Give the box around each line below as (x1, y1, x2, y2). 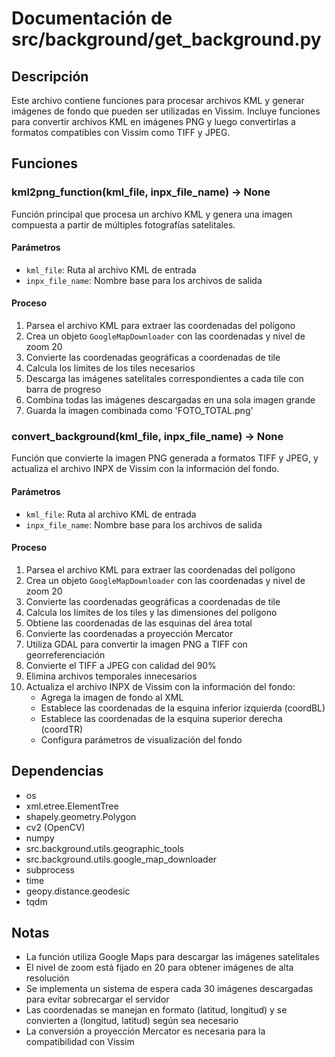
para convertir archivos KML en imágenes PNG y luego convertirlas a (11, 116, 296, 127)
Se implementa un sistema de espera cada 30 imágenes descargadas (25, 983, 314, 995)
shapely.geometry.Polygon (25, 810, 137, 822)
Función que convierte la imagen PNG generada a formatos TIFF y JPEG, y (11, 452, 319, 464)
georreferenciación (25, 648, 106, 661)
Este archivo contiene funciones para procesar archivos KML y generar (11, 95, 305, 106)
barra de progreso (25, 383, 102, 396)
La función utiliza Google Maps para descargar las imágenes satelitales (25, 951, 320, 963)
